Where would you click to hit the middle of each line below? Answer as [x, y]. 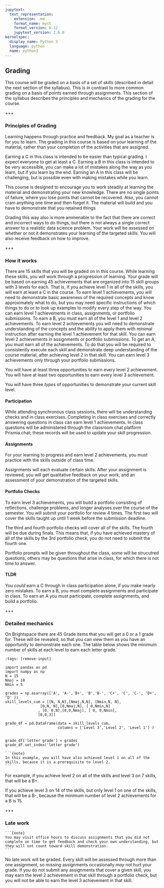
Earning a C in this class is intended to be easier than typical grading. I [76, 156]
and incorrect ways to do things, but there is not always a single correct [77, 222]
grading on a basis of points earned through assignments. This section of [79, 93]
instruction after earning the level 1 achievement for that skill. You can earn [80, 334]
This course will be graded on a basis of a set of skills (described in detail [79, 83]
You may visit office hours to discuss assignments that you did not [78, 838]
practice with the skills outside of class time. [50, 460]
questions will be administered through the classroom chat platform [73, 428]
